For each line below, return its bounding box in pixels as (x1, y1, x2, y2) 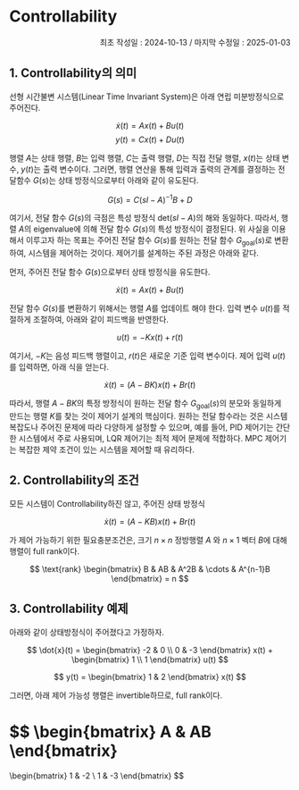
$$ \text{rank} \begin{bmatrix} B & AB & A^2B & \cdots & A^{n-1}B (29, 563, 270, 574)
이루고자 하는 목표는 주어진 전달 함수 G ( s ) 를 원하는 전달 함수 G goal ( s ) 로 (25, 235, 272, 248)
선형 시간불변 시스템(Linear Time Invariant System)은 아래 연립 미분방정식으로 (9, 91, 285, 102)
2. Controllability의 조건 (9, 473, 140, 488)
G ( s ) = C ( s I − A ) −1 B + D (106, 192, 194, 205)
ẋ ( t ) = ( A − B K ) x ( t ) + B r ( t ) (104, 380, 196, 391)
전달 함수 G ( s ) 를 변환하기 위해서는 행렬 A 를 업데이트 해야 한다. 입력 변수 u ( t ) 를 (9, 303, 281, 314)
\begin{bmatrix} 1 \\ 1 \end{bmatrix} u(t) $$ (71, 654, 229, 665)
